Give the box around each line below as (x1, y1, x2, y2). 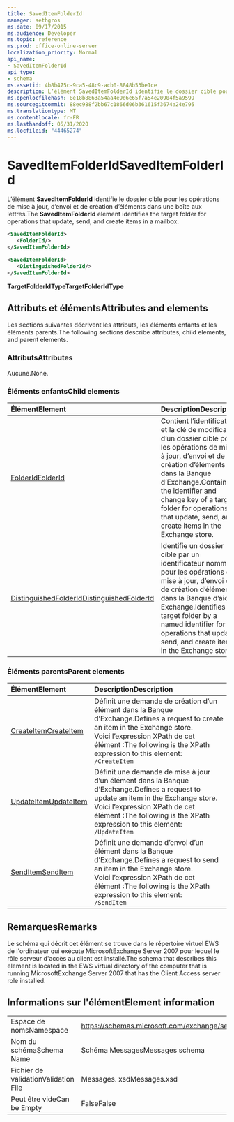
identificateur (160, 558, 205, 568)
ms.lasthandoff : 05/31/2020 (7, 120, 89, 128)
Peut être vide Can (10, 1094, 70, 1104)
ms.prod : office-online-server (7, 43, 98, 50)
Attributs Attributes (7, 353, 73, 363)
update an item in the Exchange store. (93, 793, 218, 803)
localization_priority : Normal (7, 50, 98, 57)
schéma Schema (10, 1045, 64, 1055)
